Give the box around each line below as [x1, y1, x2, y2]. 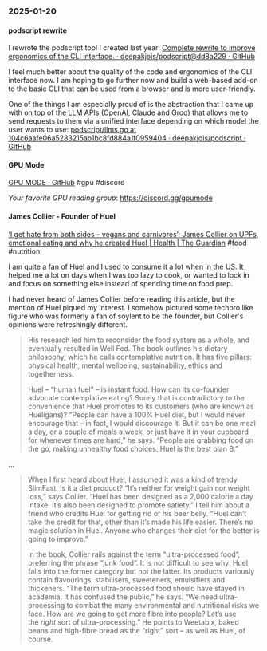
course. [27, 634, 53, 644]
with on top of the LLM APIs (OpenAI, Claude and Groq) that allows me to [8, 108, 249, 117]
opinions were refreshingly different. [8, 319, 128, 329]
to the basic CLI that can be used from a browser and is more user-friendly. [8, 84, 256, 93]
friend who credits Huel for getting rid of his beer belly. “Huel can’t [27, 508, 247, 518]
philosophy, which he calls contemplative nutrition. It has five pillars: [27, 352, 253, 361]
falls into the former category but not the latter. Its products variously [27, 566, 255, 576]
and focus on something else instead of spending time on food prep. [8, 278, 234, 288]
